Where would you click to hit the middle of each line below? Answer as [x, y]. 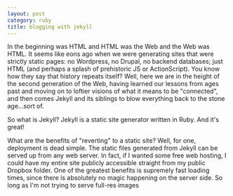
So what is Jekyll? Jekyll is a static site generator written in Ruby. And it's [113, 120]
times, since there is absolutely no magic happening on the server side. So [115, 178]
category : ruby [29, 20]
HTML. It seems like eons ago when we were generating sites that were [111, 54]
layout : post [26, 14]
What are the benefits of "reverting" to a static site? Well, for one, [102, 141]
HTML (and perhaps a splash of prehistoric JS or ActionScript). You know [113, 69]
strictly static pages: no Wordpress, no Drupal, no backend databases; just [115, 62]
